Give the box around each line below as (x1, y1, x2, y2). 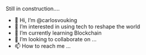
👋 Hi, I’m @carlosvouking (14, 17, 78, 23)
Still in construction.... (5, 5, 60, 12)
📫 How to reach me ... (14, 42, 71, 50)
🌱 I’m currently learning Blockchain (14, 29, 102, 36)
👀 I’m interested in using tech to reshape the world (14, 23, 141, 30)
